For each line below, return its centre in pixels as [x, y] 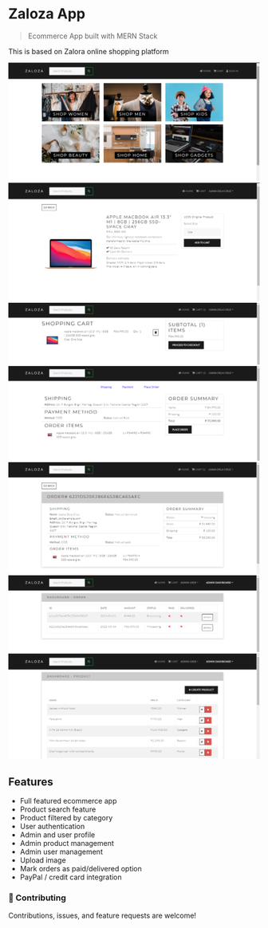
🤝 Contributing [37, 898]
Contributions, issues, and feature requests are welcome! [102, 915]
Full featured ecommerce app [68, 801]
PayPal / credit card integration [71, 877]
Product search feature [58, 809]
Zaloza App [47, 14]
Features [31, 782]
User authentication [52, 827]
